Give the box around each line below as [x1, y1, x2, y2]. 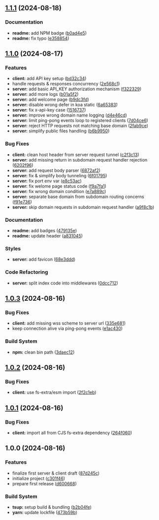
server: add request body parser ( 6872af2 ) [12, 167, 101, 173]
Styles [5, 245, 21, 252]
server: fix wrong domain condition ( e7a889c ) [12, 188, 106, 194]
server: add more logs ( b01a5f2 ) [12, 91, 79, 97]
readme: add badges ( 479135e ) [12, 227, 77, 234]
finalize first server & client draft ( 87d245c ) [12, 470, 100, 476]
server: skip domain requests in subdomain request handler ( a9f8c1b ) [12, 204, 155, 210]
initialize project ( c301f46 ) [12, 475, 65, 481]
